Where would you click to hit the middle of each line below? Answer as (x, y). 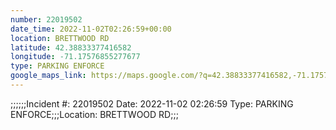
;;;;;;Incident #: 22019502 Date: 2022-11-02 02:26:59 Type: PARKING (152, 103)
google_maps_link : (48, 76)
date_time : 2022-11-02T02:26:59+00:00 (91, 29)
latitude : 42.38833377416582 (71, 47)
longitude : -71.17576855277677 (75, 57)
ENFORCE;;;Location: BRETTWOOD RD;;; (94, 114)
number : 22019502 (46, 19)
